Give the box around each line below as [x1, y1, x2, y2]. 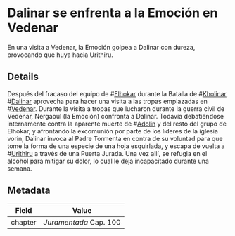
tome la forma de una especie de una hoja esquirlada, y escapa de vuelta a [7, 142, 225, 150]
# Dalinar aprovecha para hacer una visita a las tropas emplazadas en [7, 97, 208, 105]
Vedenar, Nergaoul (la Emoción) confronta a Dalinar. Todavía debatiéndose [7, 112, 224, 120]
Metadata [7, 185, 51, 197]
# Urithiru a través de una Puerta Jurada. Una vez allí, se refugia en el [7, 149, 208, 157]
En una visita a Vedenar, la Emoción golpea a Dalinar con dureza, [7, 43, 196, 51]
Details [7, 71, 39, 83]
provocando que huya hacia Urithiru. [7, 51, 114, 59]
